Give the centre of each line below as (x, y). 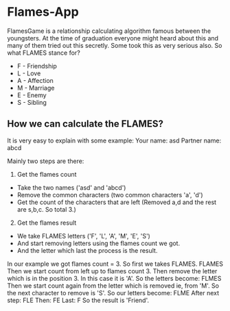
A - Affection (35, 80)
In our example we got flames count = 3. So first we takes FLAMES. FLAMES (115, 264)
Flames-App (43, 12)
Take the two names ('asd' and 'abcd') (71, 187)
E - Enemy (32, 95)
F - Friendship (37, 66)
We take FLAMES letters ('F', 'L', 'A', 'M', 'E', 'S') (84, 236)
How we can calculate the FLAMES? (85, 124)
